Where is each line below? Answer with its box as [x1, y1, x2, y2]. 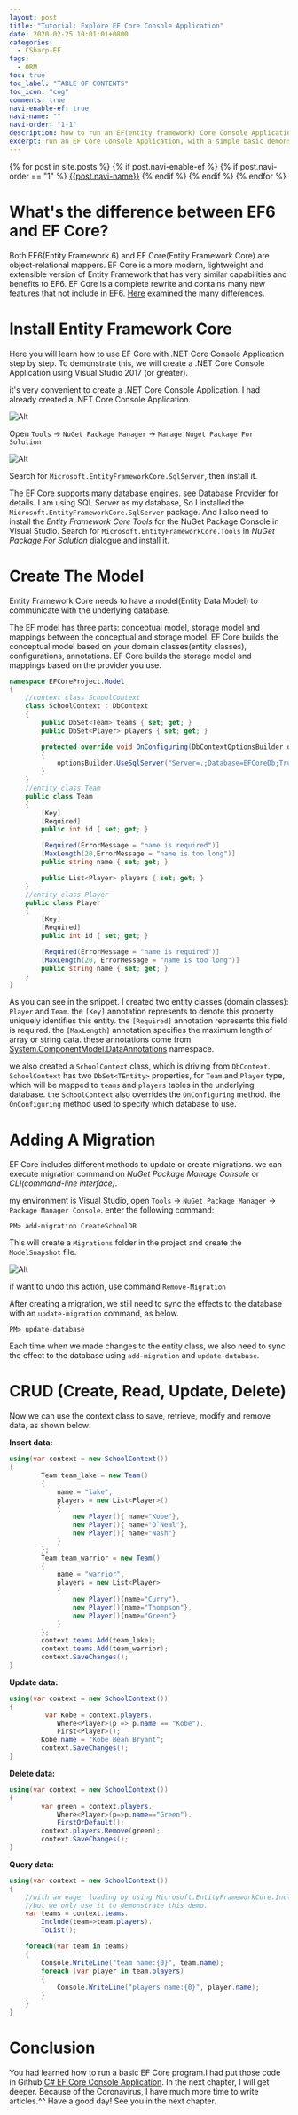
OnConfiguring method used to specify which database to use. [9, 1099, 237, 1109]
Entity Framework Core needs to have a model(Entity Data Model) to [9, 595, 259, 606]
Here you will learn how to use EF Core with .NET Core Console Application [9, 348, 285, 359]
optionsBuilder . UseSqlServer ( [56, 759, 169, 768]
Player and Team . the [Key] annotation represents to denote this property [9, 1006, 274, 1017]
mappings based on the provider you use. [9, 659, 162, 671]
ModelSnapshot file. [9, 1247, 77, 1258]
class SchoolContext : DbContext [25, 702, 149, 711]
